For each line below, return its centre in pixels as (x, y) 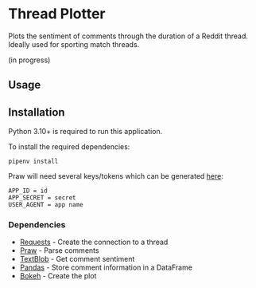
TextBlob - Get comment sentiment (77, 259)
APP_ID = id (28, 191)
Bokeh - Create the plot (58, 276)
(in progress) (29, 60)
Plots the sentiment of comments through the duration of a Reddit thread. (128, 36)
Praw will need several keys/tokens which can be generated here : (116, 176)
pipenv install (33, 162)
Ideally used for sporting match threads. (74, 44)
